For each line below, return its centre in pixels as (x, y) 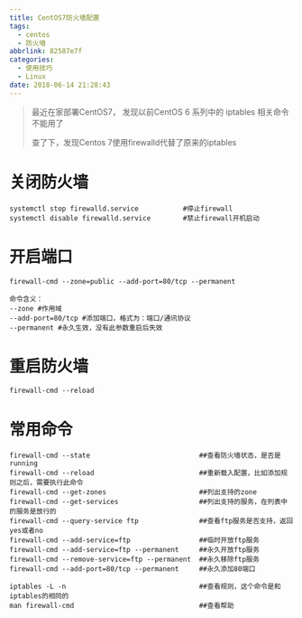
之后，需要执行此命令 (50, 483)
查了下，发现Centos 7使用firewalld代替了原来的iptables (134, 142)
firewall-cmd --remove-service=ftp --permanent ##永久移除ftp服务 (134, 560)
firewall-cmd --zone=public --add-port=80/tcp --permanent (123, 281)
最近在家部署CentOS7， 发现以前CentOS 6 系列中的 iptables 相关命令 (160, 112)
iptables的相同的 (39, 596)
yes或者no (26, 531)
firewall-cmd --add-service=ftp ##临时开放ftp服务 (134, 540)
